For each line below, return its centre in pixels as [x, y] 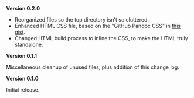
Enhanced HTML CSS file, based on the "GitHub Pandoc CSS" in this [97, 26]
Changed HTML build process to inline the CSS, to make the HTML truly [101, 38]
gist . [20, 32]
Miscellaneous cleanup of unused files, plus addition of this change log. [93, 67]
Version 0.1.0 [23, 78]
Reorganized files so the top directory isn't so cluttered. [82, 20]
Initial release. [23, 90]
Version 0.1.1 [21, 56]
